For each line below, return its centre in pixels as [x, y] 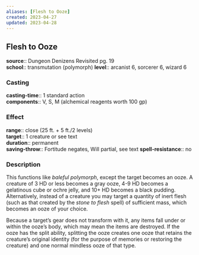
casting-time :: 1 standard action [45, 95]
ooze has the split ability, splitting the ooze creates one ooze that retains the [99, 233]
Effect [15, 117]
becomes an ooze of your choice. [47, 209]
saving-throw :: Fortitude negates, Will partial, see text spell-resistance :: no [99, 149]
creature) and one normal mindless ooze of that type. [71, 246]
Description [23, 164]
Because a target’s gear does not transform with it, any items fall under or [96, 221]
